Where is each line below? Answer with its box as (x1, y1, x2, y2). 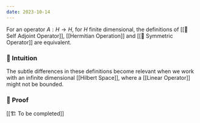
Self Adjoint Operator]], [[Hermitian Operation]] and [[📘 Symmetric (6, 32, 173, 40)
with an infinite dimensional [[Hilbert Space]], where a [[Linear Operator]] (6, 74, 191, 81)
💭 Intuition (6, 54, 38, 62)
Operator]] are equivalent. (6, 38, 72, 46)
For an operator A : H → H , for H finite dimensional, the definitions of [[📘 (6, 26, 188, 33)
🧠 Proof (6, 96, 29, 104)
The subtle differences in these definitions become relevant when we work (6, 68, 194, 75)
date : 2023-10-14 (6, 9, 51, 15)
